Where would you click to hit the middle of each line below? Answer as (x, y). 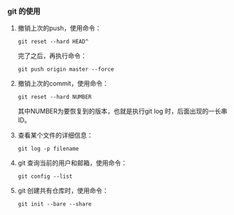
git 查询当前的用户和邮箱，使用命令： (72, 163)
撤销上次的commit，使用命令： (63, 84)
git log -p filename (48, 149)
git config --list (45, 176)
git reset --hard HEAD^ (53, 42)
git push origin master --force (66, 69)
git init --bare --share (55, 204)
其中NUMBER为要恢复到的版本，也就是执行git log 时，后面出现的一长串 (122, 111)
